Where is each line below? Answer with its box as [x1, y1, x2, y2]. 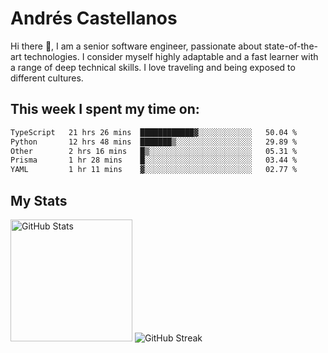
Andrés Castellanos [10, 7, 178, 30]
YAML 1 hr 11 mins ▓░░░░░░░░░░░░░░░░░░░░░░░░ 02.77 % [10, 165, 298, 175]
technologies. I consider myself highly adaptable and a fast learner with [23, 50, 319, 62]
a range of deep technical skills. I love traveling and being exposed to [10, 61, 296, 73]
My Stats [10, 192, 68, 209]
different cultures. [10, 72, 84, 84]
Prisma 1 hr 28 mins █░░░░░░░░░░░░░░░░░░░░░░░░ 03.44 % [10, 155, 298, 166]
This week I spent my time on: [10, 101, 200, 118]
